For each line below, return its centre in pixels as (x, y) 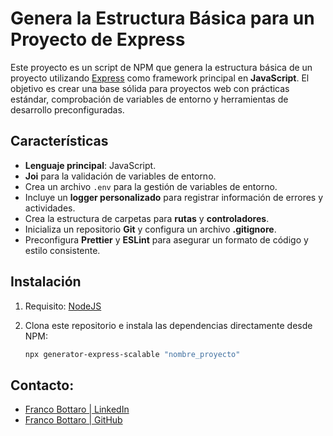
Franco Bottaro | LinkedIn (77, 409)
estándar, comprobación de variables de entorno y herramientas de (149, 99)
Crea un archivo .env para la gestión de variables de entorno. (151, 186)
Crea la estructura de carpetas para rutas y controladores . (147, 218)
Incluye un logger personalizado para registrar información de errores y (174, 197)
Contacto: (42, 385)
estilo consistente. (62, 250)
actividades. (50, 208)
